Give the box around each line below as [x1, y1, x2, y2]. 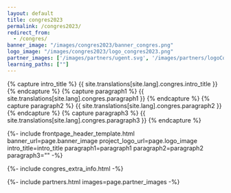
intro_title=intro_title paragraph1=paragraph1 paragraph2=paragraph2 [7, 144, 204, 152]
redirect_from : [7, 29, 51, 36]
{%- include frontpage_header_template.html [7, 129, 135, 138]
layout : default [7, 10, 54, 17]
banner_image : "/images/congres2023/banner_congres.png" [7, 42, 174, 49]
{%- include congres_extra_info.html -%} [7, 164, 124, 172]
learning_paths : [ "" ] [7, 61, 69, 68]
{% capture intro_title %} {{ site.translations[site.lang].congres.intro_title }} [7, 79, 218, 88]
